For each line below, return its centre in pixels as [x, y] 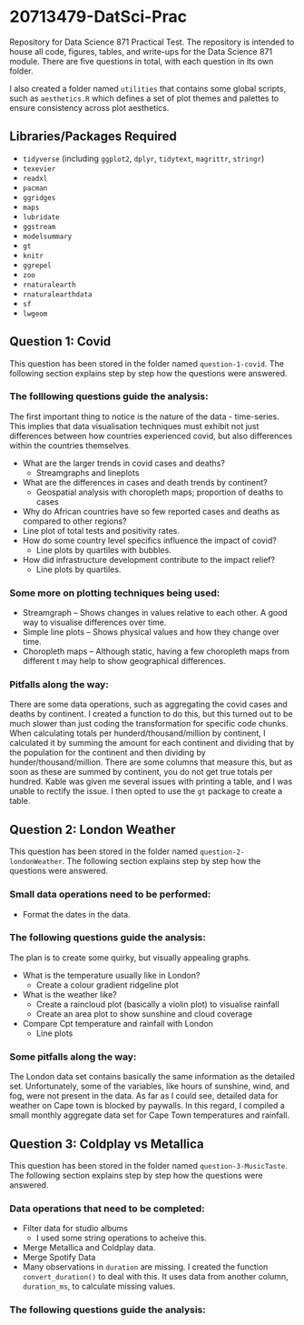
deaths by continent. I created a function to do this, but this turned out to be [151, 714]
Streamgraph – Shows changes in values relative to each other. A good [155, 613]
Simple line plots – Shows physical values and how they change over [151, 632]
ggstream [39, 226]
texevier [39, 169]
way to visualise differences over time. [94, 622]
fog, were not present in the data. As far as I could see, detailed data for [144, 1096]
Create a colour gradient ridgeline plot [107, 985]
